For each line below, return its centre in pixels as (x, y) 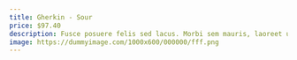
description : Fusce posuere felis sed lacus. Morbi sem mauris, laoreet (146, 34)
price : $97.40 (35, 26)
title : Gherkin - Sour (51, 17)
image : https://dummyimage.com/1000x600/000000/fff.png (114, 42)
